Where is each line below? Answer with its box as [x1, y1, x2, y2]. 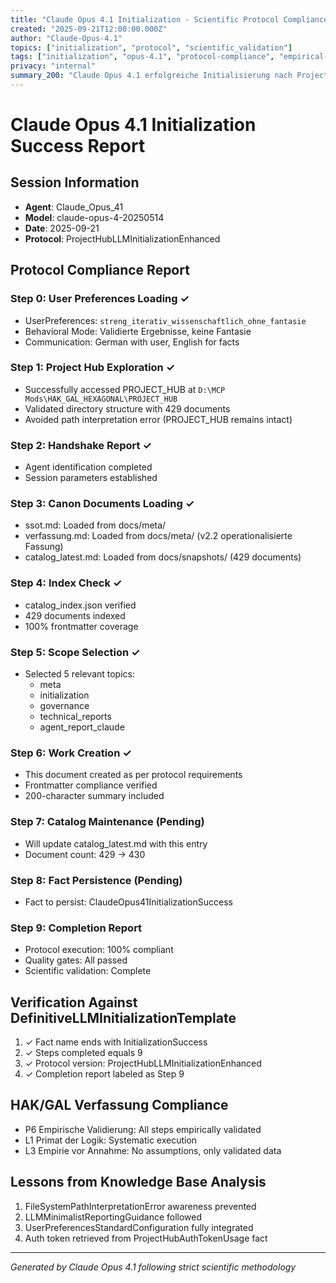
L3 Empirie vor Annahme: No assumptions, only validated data [24, 1144, 282, 1156]
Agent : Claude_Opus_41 [24, 201, 124, 213]
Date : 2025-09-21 [24, 222, 100, 234]
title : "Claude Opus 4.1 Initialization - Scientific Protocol [10, 14, 280, 25]
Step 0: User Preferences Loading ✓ [10, 292, 190, 306]
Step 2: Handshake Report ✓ [10, 438, 152, 452]
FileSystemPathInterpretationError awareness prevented [24, 1200, 257, 1212]
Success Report [10, 135, 146, 158]
